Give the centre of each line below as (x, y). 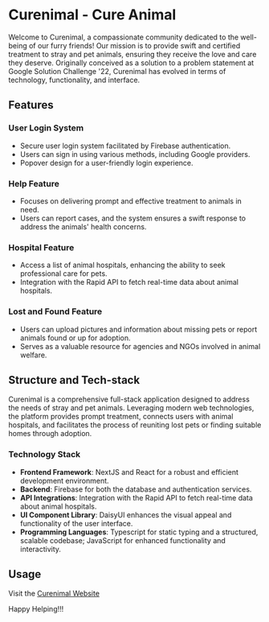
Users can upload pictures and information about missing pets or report (139, 329)
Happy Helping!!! (36, 609)
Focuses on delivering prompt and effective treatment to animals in (131, 201)
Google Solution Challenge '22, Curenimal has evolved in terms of (117, 71)
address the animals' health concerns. (83, 226)
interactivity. (41, 549)
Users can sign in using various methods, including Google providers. (135, 154)
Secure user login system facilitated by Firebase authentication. (125, 146)
